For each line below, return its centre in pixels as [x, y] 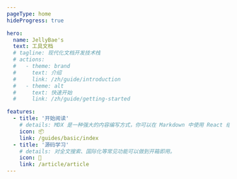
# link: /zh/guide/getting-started [72, 99]
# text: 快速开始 [42, 93]
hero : [15, 33]
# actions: [29, 60]
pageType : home [29, 14]
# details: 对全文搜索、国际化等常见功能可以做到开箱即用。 [97, 151]
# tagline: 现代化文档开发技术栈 [57, 53]
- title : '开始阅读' [41, 119]
